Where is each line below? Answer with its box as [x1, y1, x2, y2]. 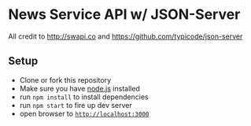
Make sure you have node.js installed [19, 83, 140, 93]
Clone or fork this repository [19, 75, 112, 84]
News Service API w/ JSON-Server [8, 6, 241, 24]
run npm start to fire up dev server [19, 100, 132, 109]
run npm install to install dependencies [19, 92, 149, 102]
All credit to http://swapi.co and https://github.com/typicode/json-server [8, 31, 243, 41]
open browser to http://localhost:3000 [19, 109, 149, 118]
